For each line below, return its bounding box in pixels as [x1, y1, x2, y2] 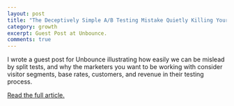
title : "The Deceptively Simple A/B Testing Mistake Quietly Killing [7, 17, 214, 24]
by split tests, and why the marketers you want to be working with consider [7, 63, 223, 71]
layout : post [7, 10, 45, 17]
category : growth [7, 23, 58, 30]
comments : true [7, 36, 52, 43]
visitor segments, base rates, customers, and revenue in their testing [7, 70, 204, 79]
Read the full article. [7, 91, 65, 100]
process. [7, 77, 33, 86]
